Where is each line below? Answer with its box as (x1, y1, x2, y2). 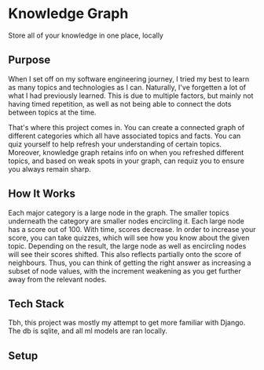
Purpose (8, 53, 51, 67)
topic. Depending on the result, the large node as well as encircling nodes (8, 241, 247, 251)
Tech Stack (8, 297, 64, 310)
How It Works (8, 187, 76, 201)
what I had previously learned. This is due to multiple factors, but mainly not (8, 91, 254, 100)
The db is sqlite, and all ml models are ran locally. (8, 326, 167, 336)
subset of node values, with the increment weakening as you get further (8, 266, 241, 275)
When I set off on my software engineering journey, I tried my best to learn (8, 74, 250, 83)
